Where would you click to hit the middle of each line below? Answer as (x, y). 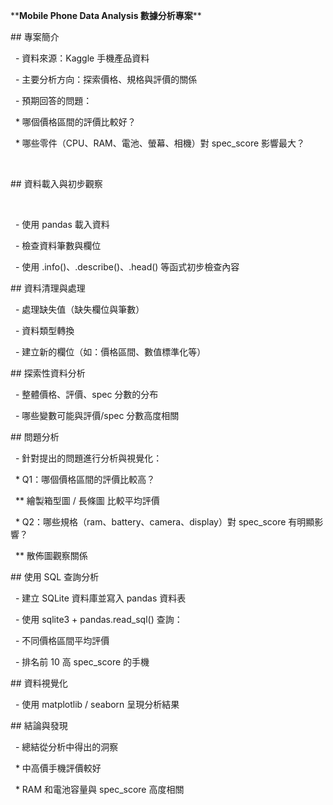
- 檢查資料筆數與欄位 (58, 245)
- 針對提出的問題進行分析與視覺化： (88, 458)
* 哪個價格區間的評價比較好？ (75, 122)
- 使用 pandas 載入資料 (62, 224)
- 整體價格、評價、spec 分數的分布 (86, 394)
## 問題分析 (35, 437)
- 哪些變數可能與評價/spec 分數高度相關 (97, 415)
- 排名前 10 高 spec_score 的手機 (82, 662)
